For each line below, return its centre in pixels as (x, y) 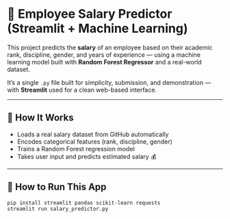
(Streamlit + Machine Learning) (98, 28)
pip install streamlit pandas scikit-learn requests (84, 203)
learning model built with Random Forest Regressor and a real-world (104, 62)
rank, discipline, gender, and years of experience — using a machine (104, 55)
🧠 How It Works (40, 118)
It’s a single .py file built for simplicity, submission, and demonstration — (109, 82)
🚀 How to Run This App (57, 187)
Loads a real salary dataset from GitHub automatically (93, 134)
